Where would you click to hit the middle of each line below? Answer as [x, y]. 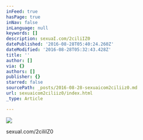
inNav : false [22, 22]
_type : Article [25, 98]
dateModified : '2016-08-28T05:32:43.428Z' [59, 50]
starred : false [25, 83]
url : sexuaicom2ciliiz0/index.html [50, 93]
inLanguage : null [27, 28]
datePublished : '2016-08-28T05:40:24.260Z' [60, 45]
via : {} [16, 66]
